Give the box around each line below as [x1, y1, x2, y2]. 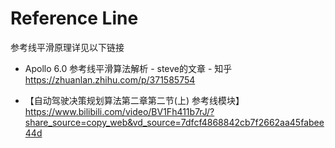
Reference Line [10, 7, 139, 30]
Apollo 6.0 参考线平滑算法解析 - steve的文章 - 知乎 [24, 62, 233, 74]
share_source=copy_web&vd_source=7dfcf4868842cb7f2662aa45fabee [24, 116, 325, 128]
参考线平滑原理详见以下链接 [10, 41, 125, 53]
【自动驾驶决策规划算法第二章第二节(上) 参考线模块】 [24, 94, 245, 106]
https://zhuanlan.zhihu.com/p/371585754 [24, 73, 196, 86]
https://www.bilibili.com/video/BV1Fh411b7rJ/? [24, 105, 215, 117]
